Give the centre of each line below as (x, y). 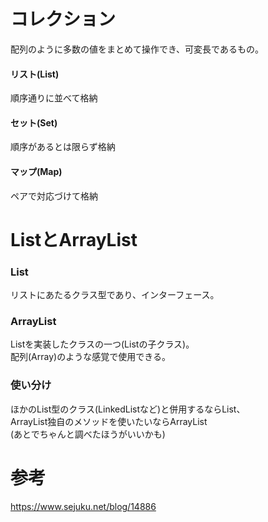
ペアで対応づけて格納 (54, 196)
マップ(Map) (36, 171)
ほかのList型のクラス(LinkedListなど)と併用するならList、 (128, 409)
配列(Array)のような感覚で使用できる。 (90, 357)
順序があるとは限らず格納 (63, 147)
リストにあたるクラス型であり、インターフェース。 (115, 295)
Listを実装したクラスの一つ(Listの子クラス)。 (102, 344)
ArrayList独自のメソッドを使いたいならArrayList (109, 421)
